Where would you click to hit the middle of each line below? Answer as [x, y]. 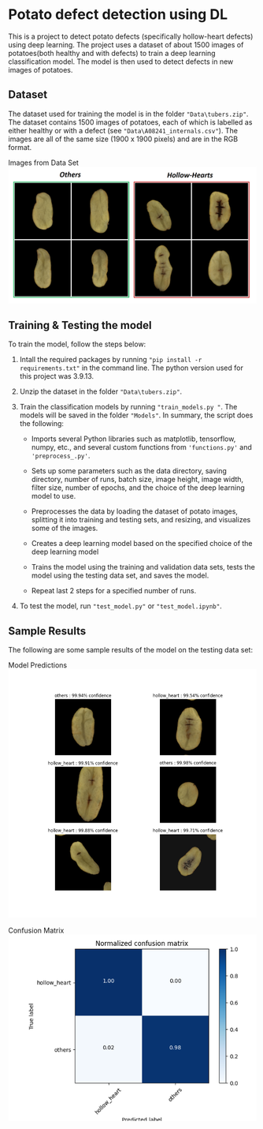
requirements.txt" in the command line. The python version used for [131, 368]
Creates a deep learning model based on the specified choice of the [142, 544]
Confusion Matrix [36, 931]
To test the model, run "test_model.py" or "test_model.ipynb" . [120, 606]
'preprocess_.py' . [61, 456]
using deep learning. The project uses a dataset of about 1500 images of [126, 44]
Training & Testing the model [80, 325]
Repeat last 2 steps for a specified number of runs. [114, 591]
